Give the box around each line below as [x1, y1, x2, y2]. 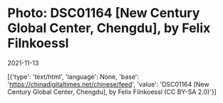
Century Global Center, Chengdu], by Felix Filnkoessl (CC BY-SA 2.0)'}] [7, 87, 217, 96]
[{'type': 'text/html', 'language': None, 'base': [7, 72, 140, 81]
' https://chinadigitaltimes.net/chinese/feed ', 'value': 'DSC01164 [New [7, 80, 209, 88]
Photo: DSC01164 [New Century [7, 5, 200, 21]
